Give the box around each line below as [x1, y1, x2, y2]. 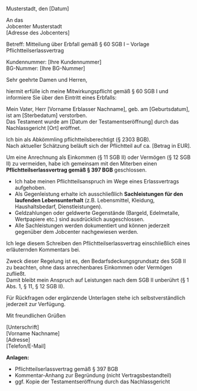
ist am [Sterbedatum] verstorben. [6, 112, 88, 119]
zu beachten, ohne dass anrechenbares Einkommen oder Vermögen [6, 264, 173, 271]
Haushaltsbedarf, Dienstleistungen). [14, 203, 102, 210]
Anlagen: [6, 354, 30, 361]
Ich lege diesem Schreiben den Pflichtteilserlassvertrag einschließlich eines [6, 240, 190, 247]
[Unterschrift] [6, 323, 40, 330]
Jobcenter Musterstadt [6, 23, 62, 30]
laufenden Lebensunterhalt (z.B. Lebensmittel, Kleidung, [14, 197, 155, 204]
